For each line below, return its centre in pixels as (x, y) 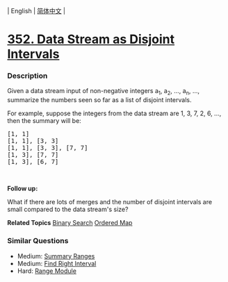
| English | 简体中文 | (36, 11)
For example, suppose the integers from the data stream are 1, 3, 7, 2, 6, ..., (114, 113)
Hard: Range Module (47, 271)
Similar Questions (38, 241)
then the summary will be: (44, 121)
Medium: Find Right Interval (57, 263)
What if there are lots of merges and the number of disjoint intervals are (110, 202)
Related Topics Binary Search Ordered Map (70, 223)
